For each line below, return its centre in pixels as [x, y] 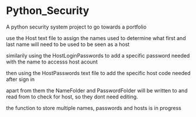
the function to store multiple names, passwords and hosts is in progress [94, 108]
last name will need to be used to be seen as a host [68, 44]
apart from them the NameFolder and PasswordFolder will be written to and [97, 90]
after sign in [20, 79]
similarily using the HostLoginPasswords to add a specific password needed [98, 55]
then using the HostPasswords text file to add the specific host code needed [98, 73]
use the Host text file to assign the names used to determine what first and [96, 38]
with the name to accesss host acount [52, 62]
